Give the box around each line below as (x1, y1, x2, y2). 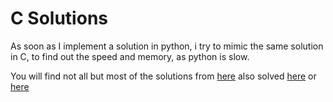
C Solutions (10, 7, 108, 30)
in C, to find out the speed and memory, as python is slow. (10, 50, 250, 62)
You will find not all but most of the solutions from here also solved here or (10, 70, 317, 82)
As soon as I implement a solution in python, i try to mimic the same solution (10, 40, 324, 52)
